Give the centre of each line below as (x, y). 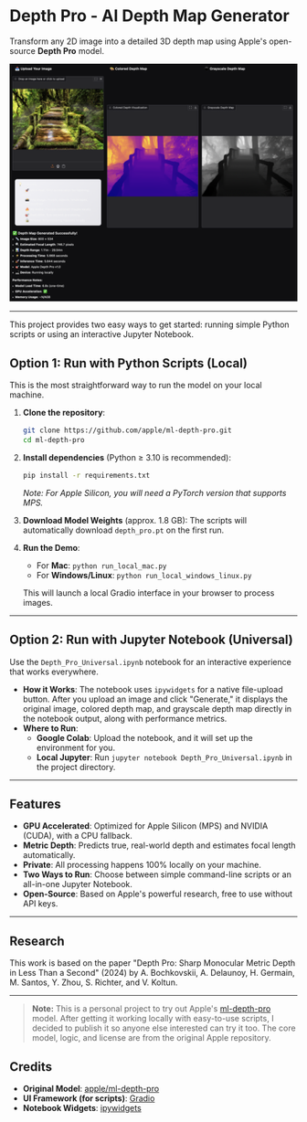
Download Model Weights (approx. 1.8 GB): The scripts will (135, 520)
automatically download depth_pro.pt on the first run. (123, 530)
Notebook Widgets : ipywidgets (82, 1108)
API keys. (40, 904)
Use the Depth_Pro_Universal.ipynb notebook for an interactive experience (151, 662)
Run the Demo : (51, 547)
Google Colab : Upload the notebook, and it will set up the (144, 737)
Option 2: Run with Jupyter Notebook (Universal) (152, 640)
